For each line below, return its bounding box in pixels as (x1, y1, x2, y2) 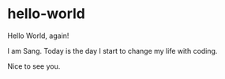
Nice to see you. (7, 61, 61, 71)
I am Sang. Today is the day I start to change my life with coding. (7, 46, 218, 55)
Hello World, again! (7, 31, 69, 40)
